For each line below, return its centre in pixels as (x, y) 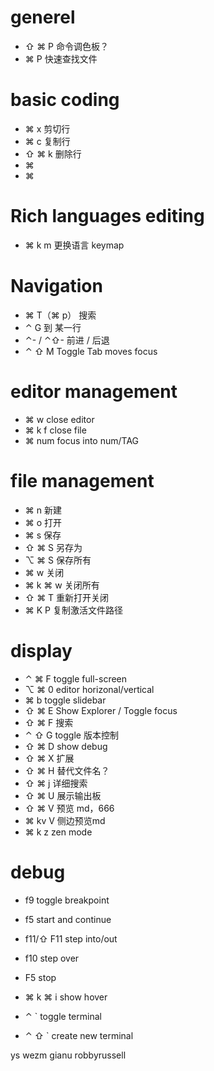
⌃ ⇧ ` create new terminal (79, 1035)
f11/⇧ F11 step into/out (71, 938)
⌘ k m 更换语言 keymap (74, 245)
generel (43, 17)
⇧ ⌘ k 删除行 (53, 153)
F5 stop (40, 977)
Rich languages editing (107, 216)
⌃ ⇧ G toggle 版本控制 (71, 735)
